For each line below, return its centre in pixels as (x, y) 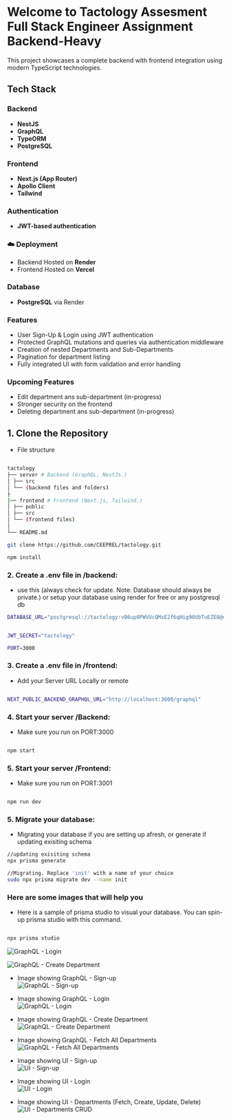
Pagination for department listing (64, 357)
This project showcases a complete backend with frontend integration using (115, 60)
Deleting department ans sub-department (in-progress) (96, 412)
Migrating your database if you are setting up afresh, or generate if (112, 834)
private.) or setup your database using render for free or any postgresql (118, 597)
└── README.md (27, 532)
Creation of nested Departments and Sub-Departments (95, 350)
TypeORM (32, 138)
